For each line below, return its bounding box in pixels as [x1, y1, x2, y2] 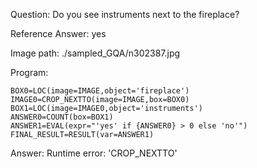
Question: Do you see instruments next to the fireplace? [10, 9, 240, 20]
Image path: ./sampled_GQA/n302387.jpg [10, 47, 181, 59]
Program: [10, 67, 49, 78]
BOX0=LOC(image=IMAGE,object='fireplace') [10, 86, 190, 96]
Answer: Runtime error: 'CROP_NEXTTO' [10, 147, 178, 159]
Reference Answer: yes [10, 28, 107, 39]
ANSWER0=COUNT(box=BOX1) [10, 112, 114, 122]
